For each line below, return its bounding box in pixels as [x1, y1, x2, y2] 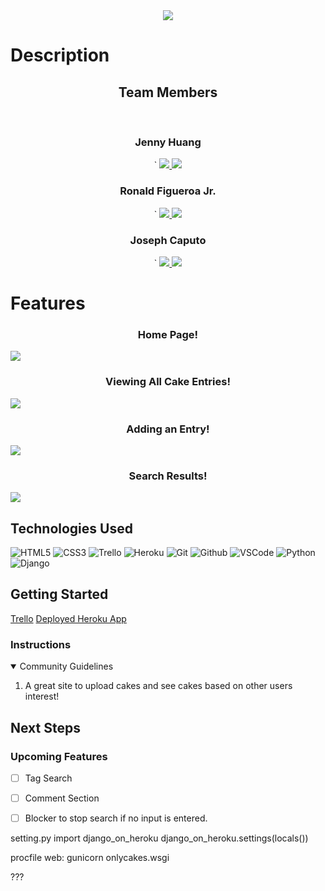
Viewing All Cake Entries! [105, 375, 231, 389]
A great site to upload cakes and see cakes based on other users [24, 680, 293, 692]
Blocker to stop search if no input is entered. [24, 812, 208, 824]
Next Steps [10, 719, 81, 736]
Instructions [10, 637, 72, 651]
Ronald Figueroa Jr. [119, 184, 217, 198]
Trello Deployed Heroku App [10, 612, 127, 624]
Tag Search [24, 772, 73, 784]
